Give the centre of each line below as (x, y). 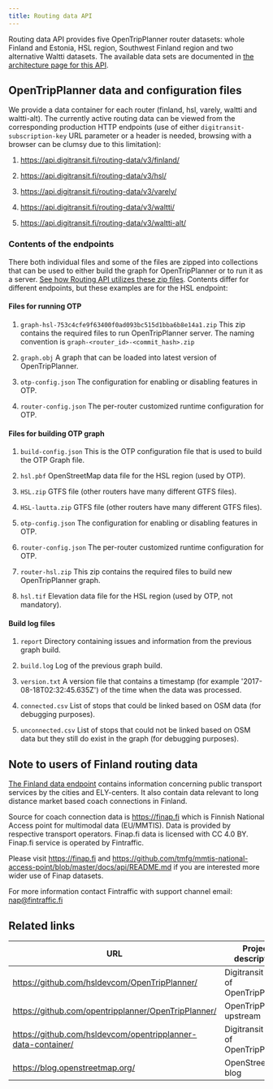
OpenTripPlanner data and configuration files (125, 91)
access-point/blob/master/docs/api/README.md (90, 867)
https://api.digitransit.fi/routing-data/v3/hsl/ (93, 176)
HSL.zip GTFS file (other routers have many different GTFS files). (128, 491)
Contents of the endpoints (61, 244)
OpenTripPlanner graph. (60, 581)
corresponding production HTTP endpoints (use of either (104, 127)
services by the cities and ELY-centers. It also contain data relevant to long (134, 793)
